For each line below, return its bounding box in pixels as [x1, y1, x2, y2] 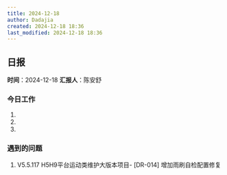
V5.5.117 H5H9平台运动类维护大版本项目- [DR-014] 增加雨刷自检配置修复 [16, 161, 222, 169]
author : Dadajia [7, 16, 53, 23]
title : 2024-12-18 [7, 10, 60, 17]
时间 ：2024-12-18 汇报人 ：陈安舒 [7, 76, 102, 84]
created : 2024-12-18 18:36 [7, 23, 84, 30]
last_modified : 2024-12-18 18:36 [7, 29, 103, 36]
